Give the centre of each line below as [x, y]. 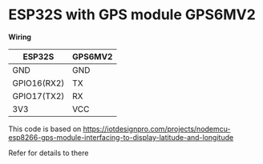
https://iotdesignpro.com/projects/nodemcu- [157, 129]
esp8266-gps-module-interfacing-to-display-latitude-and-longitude [121, 137]
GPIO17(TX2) [38, 96]
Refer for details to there [49, 153]
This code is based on [45, 129]
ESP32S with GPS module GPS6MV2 [132, 15]
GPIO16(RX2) [38, 83]
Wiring [20, 37]
